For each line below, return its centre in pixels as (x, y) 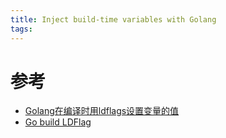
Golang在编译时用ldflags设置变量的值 (102, 111)
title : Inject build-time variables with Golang (113, 19)
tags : (21, 29)
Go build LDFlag (58, 122)
